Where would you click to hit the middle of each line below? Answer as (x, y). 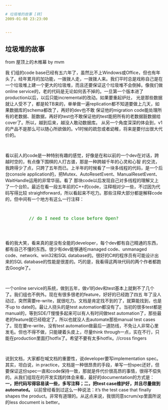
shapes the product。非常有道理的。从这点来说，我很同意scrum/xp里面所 (81, 396)
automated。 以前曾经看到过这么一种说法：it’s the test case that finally (78, 390)
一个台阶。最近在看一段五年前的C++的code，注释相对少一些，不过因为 (82, 187)
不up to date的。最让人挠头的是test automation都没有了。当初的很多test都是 (84, 307)
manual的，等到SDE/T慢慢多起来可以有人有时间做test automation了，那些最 (83, 313)
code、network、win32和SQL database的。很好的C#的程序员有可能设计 (80, 255)
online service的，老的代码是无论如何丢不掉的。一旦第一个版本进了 (74, 91)
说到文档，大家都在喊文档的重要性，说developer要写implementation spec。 (83, 358)
